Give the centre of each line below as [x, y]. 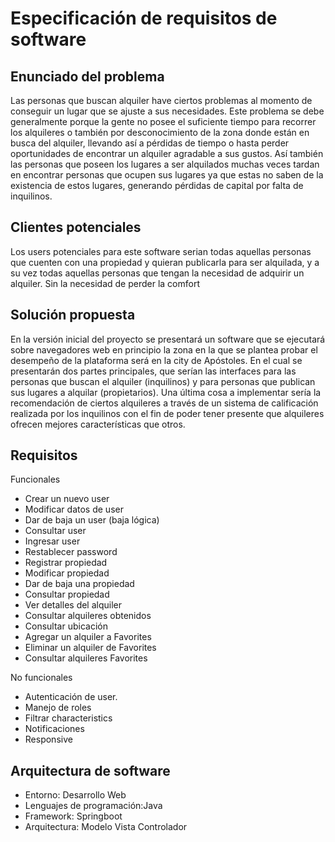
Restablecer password [71, 552]
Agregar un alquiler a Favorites [88, 637]
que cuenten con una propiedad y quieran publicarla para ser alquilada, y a [165, 262]
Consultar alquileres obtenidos [88, 616]
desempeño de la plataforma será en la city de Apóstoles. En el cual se [156, 360]
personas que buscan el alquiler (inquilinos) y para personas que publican [163, 381]
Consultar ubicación [66, 626]
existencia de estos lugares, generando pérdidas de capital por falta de [157, 185]
